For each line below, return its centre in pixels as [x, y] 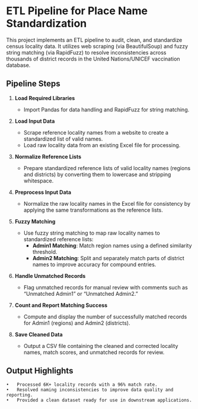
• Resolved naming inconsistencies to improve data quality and [90, 389]
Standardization [47, 23]
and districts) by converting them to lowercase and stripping [97, 174]
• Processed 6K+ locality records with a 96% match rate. [82, 384]
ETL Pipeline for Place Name [77, 11]
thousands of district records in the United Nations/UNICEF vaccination [93, 59]
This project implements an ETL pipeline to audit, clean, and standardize [94, 40]
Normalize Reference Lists [48, 156]
